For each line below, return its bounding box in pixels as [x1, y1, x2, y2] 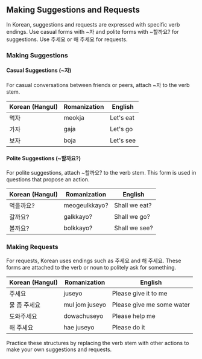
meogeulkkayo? [63, 201, 109, 210]
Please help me [112, 312, 156, 320]
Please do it [112, 323, 146, 332]
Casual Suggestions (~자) [6, 66, 72, 74]
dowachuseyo [63, 312, 104, 320]
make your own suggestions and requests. [6, 346, 112, 353]
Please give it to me [112, 289, 168, 298]
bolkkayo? [63, 224, 93, 232]
